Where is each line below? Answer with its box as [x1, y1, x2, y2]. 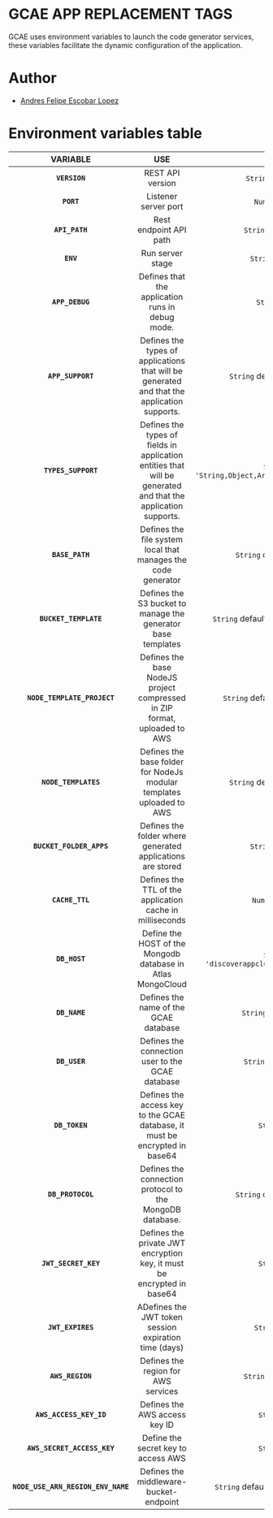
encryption [141, 1248, 183, 1259]
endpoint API [136, 224, 187, 236]
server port [141, 201, 184, 212]
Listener [145, 190, 178, 201]
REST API [143, 167, 180, 179]
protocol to [141, 1183, 183, 1195]
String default [212, 612, 266, 624]
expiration [142, 1331, 181, 1343]
